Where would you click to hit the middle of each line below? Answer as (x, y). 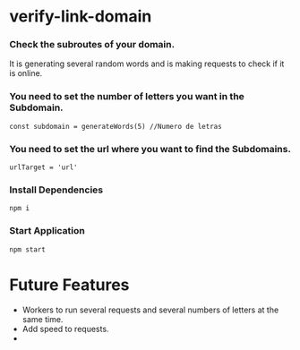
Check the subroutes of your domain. (92, 45)
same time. (43, 319)
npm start (28, 249)
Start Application (47, 231)
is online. (26, 73)
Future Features (69, 285)
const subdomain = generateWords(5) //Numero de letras (116, 126)
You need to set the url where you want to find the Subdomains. (150, 149)
